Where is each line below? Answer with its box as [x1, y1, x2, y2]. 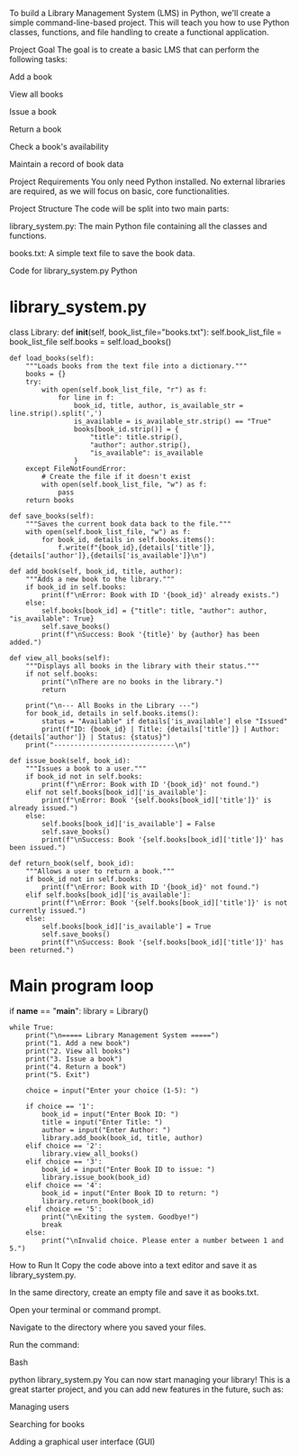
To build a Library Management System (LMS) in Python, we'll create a [9, 8, 271, 18]
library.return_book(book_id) [41, 1196, 155, 1205]
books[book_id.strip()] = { [73, 424, 179, 434]
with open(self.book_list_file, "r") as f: [41, 385, 207, 394]
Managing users [9, 1401, 69, 1412]
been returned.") [9, 945, 75, 954]
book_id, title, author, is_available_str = [73, 401, 244, 410]
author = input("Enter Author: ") [41, 1125, 171, 1135]
